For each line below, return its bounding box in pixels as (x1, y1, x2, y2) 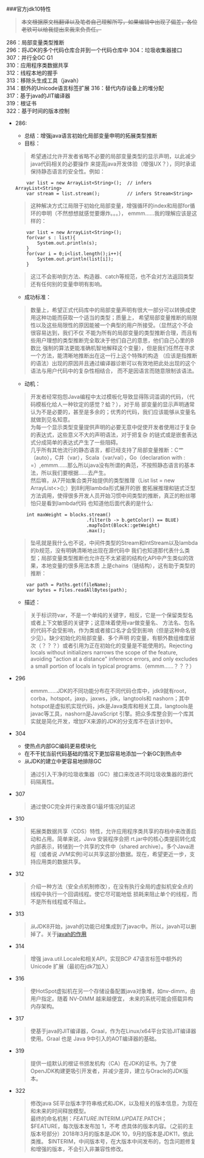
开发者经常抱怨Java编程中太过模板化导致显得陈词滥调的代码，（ (30, 393, 189, 400)
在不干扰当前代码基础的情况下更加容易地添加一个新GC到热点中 (24, 750, 182, 757)
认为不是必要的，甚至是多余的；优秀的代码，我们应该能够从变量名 (30, 409, 196, 415)
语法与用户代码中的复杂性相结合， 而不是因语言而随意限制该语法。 (30, 367, 198, 374)
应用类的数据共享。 (35, 858, 84, 865)
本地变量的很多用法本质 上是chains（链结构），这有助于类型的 (41, 562, 195, 569)
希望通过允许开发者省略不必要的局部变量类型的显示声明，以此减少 (30, 153, 196, 160)
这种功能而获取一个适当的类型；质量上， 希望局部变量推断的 (35, 314, 187, 321)
